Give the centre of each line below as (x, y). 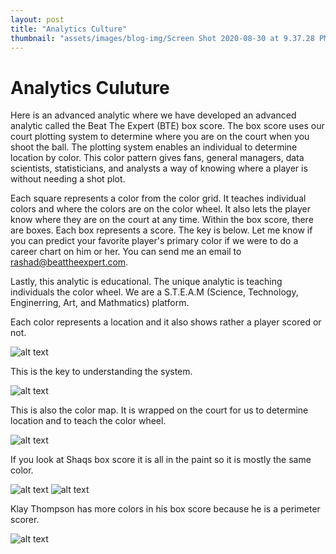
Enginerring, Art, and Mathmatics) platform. (100, 303)
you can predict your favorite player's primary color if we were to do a (154, 241)
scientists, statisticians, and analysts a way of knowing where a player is (159, 168)
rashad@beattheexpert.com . (69, 262)
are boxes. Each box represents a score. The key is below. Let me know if (161, 230)
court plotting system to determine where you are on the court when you (160, 137)
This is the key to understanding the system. (101, 372)
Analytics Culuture (90, 87)
